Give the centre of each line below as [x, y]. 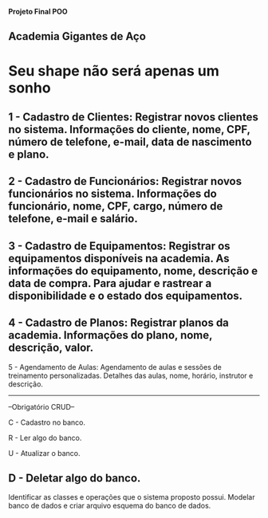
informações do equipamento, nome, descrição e [133, 271]
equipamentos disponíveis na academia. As [119, 258]
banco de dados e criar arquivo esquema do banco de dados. [110, 506]
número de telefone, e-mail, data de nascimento [130, 141]
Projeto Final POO [38, 12]
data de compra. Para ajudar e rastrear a [110, 283]
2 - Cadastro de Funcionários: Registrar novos [125, 181]
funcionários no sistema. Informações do [112, 194]
